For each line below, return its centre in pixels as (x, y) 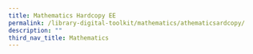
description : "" (35, 30)
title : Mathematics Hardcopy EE (62, 15)
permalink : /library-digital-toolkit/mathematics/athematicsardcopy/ (127, 23)
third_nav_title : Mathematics (59, 38)
